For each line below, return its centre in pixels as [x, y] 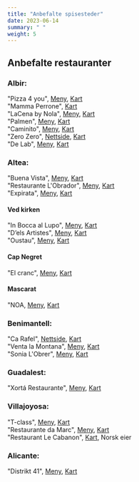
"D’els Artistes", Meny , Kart [47, 233]
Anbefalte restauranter [60, 62]
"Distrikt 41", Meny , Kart [42, 471]
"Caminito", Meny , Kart [41, 128]
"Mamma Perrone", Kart [42, 106]
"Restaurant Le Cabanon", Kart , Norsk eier [69, 437]
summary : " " [27, 27]
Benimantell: [30, 323]
